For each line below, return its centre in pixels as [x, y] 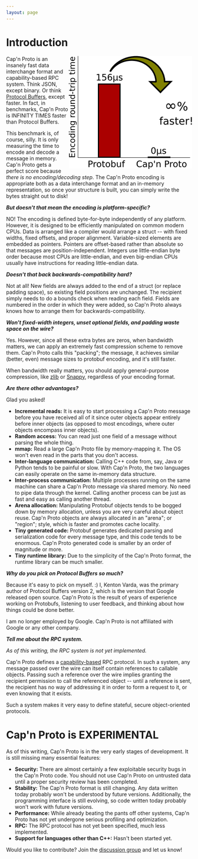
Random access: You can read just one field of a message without [95, 436]
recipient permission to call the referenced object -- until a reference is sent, [99, 680]
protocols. [19, 711]
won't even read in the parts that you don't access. [76, 455]
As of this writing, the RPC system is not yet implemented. [77, 650]
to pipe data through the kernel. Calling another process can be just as [100, 492]
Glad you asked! [26, 400]
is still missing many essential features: [54, 757]
